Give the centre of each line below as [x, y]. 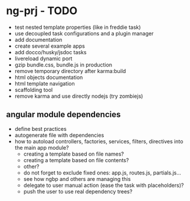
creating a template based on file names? [73, 154]
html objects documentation [49, 77]
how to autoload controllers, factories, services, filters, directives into [99, 141]
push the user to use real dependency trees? [78, 191]
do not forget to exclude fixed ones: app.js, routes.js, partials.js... [102, 173]
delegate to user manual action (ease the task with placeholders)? [104, 185]
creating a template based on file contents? [76, 160]
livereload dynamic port [43, 58]
